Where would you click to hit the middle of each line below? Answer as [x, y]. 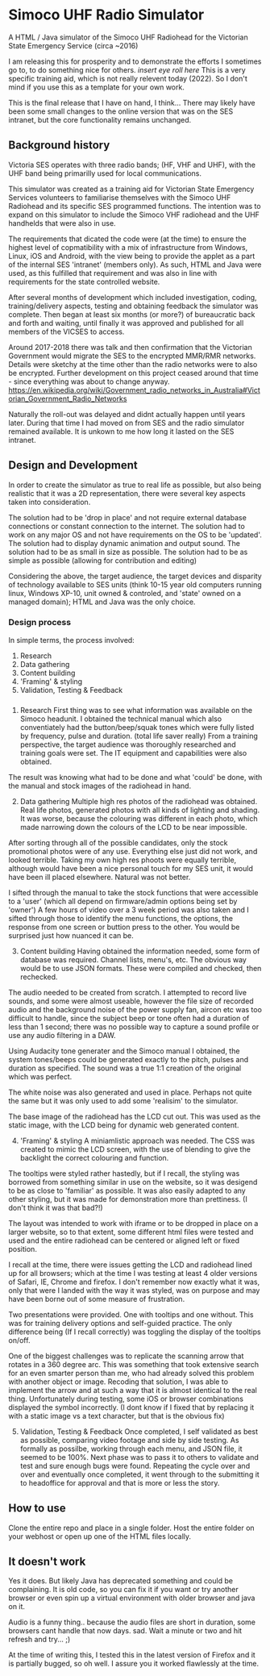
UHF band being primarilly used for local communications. [105, 173]
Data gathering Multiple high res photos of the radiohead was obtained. [139, 801]
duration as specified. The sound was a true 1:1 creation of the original [125, 1068]
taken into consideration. [50, 502]
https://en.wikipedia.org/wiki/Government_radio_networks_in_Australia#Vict [134, 390]
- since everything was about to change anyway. [89, 381]
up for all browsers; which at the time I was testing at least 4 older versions [133, 1273]
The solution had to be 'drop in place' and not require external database [128, 517]
